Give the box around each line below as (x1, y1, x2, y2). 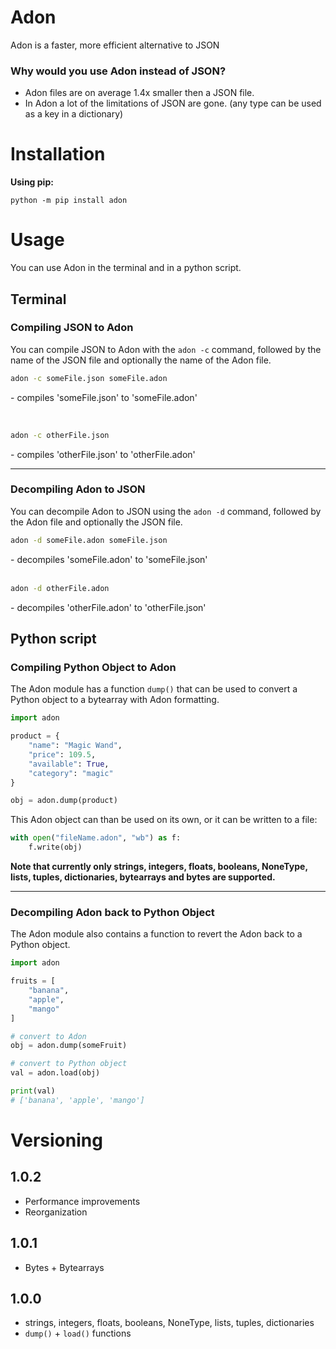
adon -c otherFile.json (10, 430, 110, 440)
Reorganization (24, 1206, 88, 1218)
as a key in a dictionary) (24, 108, 124, 120)
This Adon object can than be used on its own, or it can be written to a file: (10, 814, 318, 826)
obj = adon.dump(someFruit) (10, 1041, 128, 1051)
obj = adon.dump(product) (10, 796, 118, 806)
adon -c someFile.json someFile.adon (10, 373, 168, 383)
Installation (10, 143, 106, 166)
